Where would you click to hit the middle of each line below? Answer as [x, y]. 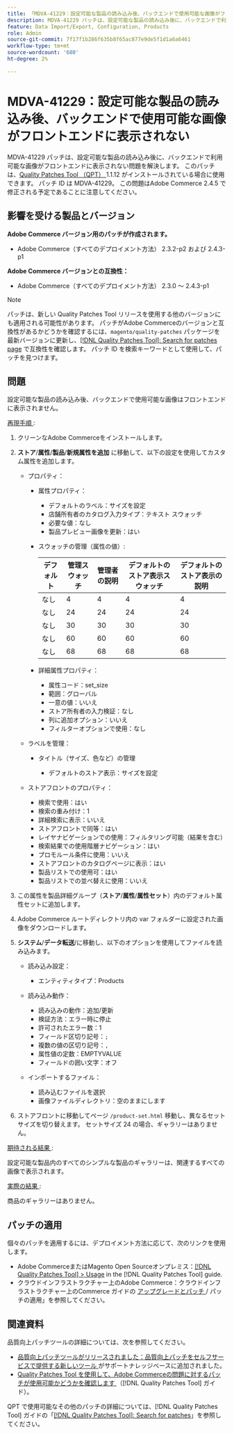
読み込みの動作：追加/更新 [76, 1010]
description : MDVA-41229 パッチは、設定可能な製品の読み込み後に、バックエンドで [114, 20]
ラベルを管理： [49, 743]
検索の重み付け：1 [64, 811]
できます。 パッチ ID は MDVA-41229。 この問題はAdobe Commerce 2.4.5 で [117, 183]
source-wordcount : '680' [43, 53]
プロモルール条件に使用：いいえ [84, 855]
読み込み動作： [49, 996]
